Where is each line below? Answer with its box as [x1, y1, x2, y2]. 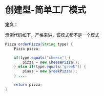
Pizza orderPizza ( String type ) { [5, 42, 73, 47]
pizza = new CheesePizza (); [22, 60, 80, 65]
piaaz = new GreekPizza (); [22, 69, 78, 74]
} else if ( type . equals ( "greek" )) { [14, 64, 86, 69]
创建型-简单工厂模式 [5, 4, 86, 16]
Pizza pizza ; [14, 46, 41, 51]
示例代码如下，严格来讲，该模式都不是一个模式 [5, 32, 99, 38]
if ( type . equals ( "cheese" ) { [14, 55, 71, 60]
